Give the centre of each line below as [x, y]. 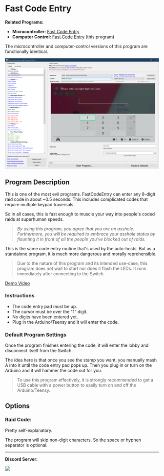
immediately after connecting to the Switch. [61, 274]
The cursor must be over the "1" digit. [50, 311]
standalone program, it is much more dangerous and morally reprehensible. [81, 254]
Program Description [37, 182]
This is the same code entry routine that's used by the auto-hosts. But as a [80, 248]
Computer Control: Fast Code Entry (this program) [63, 37]
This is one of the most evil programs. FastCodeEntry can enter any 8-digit [80, 194]
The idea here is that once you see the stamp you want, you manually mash [81, 360]
